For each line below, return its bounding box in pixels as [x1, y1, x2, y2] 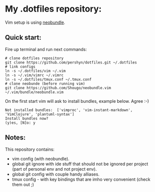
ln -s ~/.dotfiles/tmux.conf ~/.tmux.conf [5, 77, 92, 82]
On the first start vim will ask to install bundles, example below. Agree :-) [5, 98, 149, 104]
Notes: [5, 133, 26, 142]
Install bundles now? [5, 116, 49, 121]
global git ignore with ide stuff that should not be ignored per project [12, 161, 148, 167]
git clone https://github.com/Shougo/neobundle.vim [5, 85, 111, 90]
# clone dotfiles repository [5, 56, 64, 61]
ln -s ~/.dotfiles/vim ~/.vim [5, 68, 66, 73]
